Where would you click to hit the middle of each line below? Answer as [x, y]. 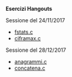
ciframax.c [28, 38]
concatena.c [30, 68]
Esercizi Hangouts [29, 9]
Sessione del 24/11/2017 [35, 20]
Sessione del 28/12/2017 [36, 50]
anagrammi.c [31, 62]
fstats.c [24, 32]
